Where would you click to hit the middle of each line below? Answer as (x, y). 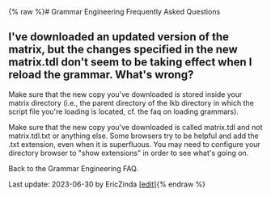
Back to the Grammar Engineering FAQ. (74, 168)
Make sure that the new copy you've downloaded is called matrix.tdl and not (135, 127)
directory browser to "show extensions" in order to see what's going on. (129, 153)
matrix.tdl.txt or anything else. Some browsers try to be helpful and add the (133, 136)
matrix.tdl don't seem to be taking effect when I (130, 63)
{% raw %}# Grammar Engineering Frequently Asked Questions (114, 12)
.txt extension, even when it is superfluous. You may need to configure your (134, 144)
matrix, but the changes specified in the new (123, 50)
